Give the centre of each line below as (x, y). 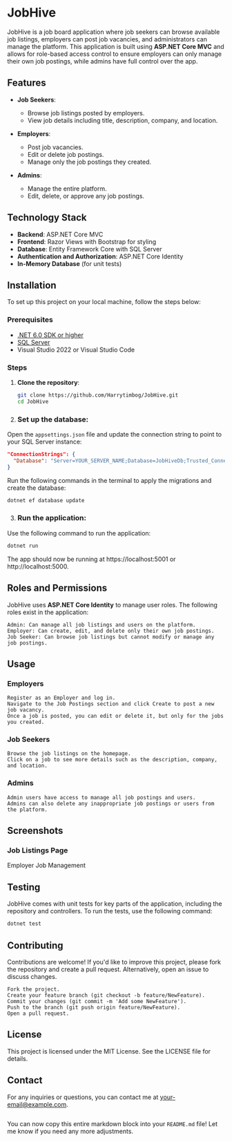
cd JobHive (33, 401)
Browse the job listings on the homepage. (69, 754)
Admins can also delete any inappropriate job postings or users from (111, 803)
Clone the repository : (48, 382)
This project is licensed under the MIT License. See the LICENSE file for (109, 1051)
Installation (32, 285)
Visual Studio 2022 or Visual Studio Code (76, 350)
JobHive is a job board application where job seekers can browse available (114, 32)
